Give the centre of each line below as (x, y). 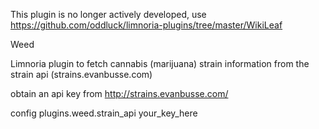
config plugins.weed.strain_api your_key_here (104, 113)
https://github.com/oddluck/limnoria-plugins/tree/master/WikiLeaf (146, 25)
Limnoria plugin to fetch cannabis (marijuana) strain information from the (160, 63)
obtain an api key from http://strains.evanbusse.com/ (119, 93)
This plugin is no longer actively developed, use (108, 14)
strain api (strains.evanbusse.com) (81, 74)
